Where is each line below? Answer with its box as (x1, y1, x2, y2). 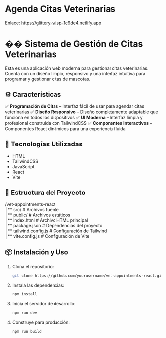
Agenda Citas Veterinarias (5, 3, 116, 15)
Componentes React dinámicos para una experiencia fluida (5, 125, 126, 132)
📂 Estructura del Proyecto (5, 188, 86, 196)
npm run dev (12, 310, 37, 315)
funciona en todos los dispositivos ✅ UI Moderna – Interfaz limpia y (5, 114, 143, 120)
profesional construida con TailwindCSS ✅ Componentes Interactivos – (5, 120, 153, 126)
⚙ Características (5, 90, 61, 98)
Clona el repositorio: (12, 264, 54, 270)
